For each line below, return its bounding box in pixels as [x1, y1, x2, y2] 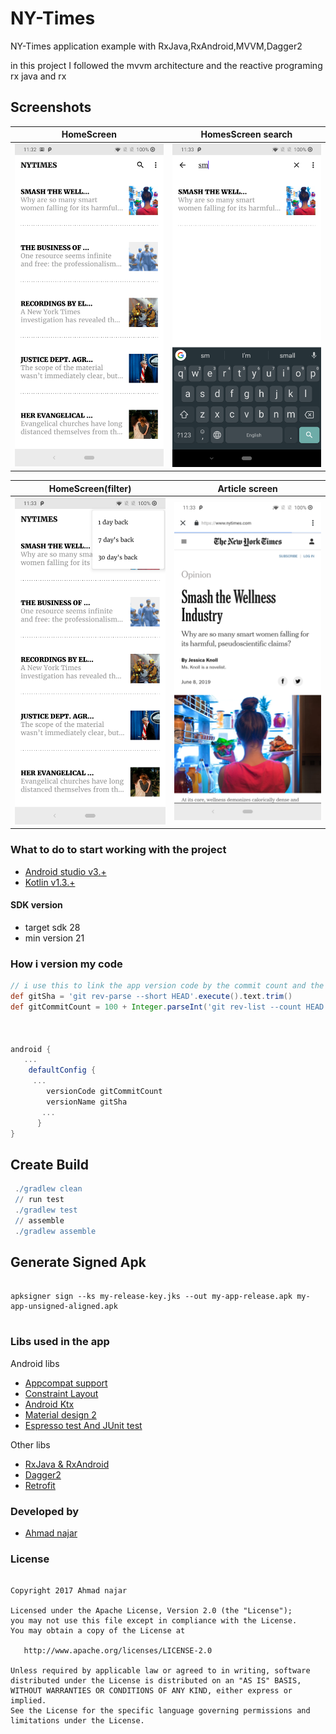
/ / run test [14, 1195, 65, 1205]
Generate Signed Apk [10, 1253, 147, 1271]
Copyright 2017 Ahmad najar [10, 1586, 128, 1596]
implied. [10, 1696, 47, 1706]
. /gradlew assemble [14, 1226, 97, 1236]
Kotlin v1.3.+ [24, 876, 76, 888]
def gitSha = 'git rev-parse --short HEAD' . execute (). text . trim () [10, 992, 293, 1002]
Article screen [217, 482, 278, 494]
